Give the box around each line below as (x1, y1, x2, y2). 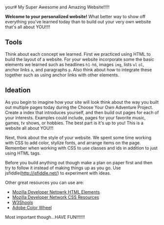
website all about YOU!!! (5, 125, 54, 131)
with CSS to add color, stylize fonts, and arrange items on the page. (5, 139, 141, 146)
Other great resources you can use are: (5, 180, 84, 185)
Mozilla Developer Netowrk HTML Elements (12, 189, 100, 195)
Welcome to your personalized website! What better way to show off (5, 14, 145, 19)
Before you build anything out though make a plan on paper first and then (5, 159, 153, 165)
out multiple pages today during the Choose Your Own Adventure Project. (5, 104, 153, 110)
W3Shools (12, 199, 33, 205)
